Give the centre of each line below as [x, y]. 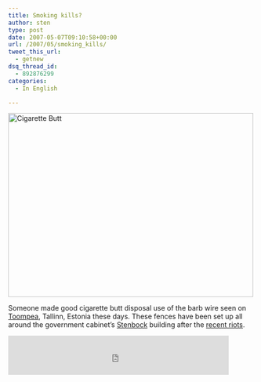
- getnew [29, 60]
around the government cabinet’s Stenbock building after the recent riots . [127, 325]
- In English [36, 88]
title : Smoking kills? [45, 15]
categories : [27, 81]
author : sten [29, 23]
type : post [26, 30]
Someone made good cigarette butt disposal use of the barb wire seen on [127, 308]
